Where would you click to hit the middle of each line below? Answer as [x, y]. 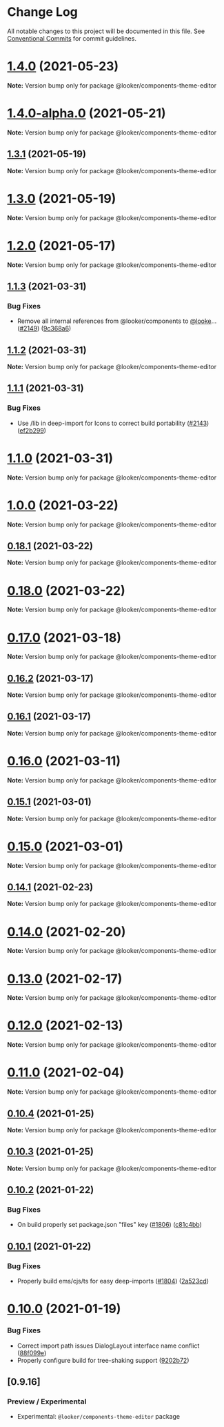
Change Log [42, 12]
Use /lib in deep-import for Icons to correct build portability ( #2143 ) [113, 423]
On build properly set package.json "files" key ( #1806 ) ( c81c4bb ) [109, 1225]
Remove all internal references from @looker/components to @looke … [117, 321]
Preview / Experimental [47, 1401]
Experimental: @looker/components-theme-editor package [99, 1417]
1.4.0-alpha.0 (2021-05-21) [87, 114]
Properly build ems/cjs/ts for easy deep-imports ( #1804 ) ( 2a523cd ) [113, 1281]
